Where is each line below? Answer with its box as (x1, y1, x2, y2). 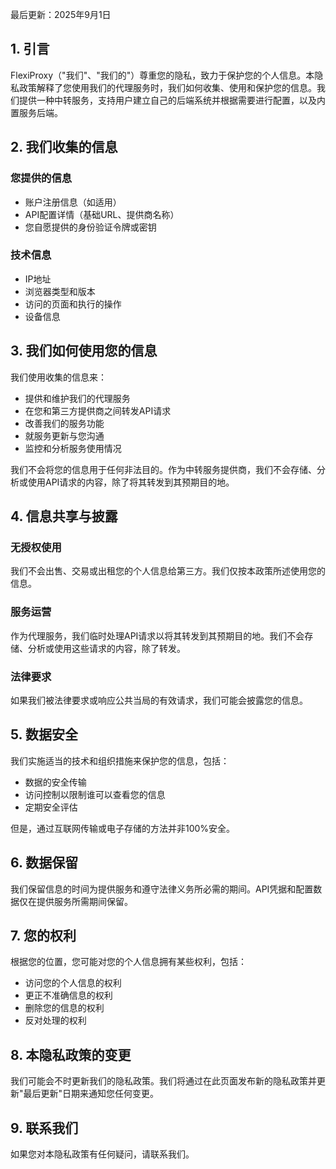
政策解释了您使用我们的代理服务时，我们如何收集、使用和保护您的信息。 (18, 81, 317, 93)
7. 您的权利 (10, 927, 77, 944)
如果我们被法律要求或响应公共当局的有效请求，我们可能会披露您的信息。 (10, 694, 308, 706)
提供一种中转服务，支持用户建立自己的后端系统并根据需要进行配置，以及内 (18, 94, 326, 106)
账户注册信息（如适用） (24, 196, 122, 208)
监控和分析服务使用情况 (24, 442, 122, 454)
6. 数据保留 (10, 854, 79, 872)
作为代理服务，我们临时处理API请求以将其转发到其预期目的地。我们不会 (10, 629, 305, 642)
